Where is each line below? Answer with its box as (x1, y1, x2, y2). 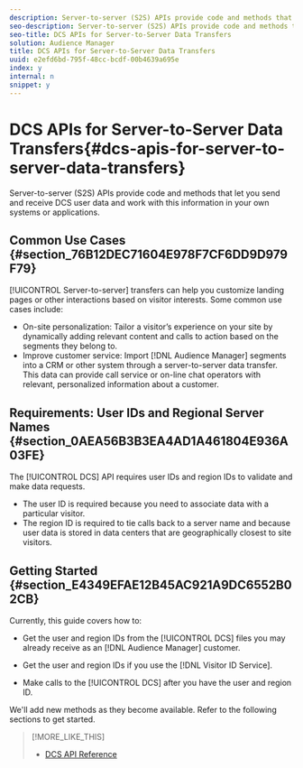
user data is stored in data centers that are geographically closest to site (22, 527, 291, 538)
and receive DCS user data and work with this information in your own (9, 197, 270, 208)
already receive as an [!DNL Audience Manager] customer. (22, 643, 241, 652)
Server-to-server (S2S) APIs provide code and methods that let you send (9, 187, 281, 199)
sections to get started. (9, 714, 96, 725)
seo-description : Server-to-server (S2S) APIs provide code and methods (9, 22, 289, 31)
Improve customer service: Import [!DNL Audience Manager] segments (22, 350, 287, 361)
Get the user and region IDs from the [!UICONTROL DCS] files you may (22, 633, 286, 643)
